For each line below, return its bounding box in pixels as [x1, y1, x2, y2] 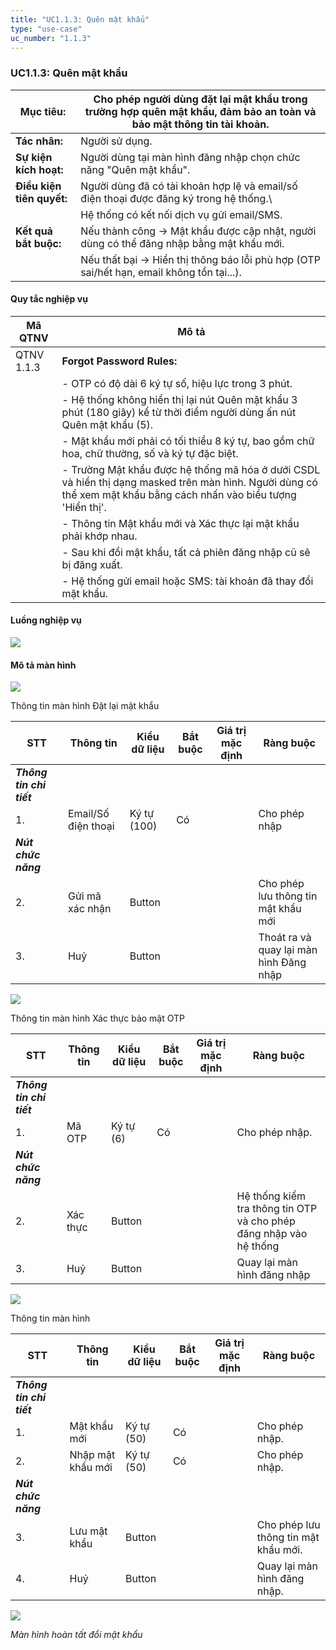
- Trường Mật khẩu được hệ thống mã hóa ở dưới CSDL [61, 462, 321, 476]
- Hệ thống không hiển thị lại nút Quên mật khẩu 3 [61, 392, 298, 406]
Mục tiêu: [19, 104, 67, 118]
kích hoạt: [15, 162, 64, 176]
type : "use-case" [10, 24, 83, 34]
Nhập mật [69, 1448, 116, 1462]
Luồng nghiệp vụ [10, 614, 82, 626]
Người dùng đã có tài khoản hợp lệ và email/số [80, 179, 298, 193]
